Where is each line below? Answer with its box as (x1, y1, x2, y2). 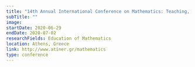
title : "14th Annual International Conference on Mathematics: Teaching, (6, 8, 190, 15)
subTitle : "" (6, 14, 38, 20)
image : (6, 19, 22, 25)
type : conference (6, 52, 49, 58)
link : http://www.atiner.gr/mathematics (6, 47, 107, 52)
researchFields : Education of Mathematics (6, 36, 111, 41)
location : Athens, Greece (6, 41, 69, 47)
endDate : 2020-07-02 (6, 30, 57, 36)
